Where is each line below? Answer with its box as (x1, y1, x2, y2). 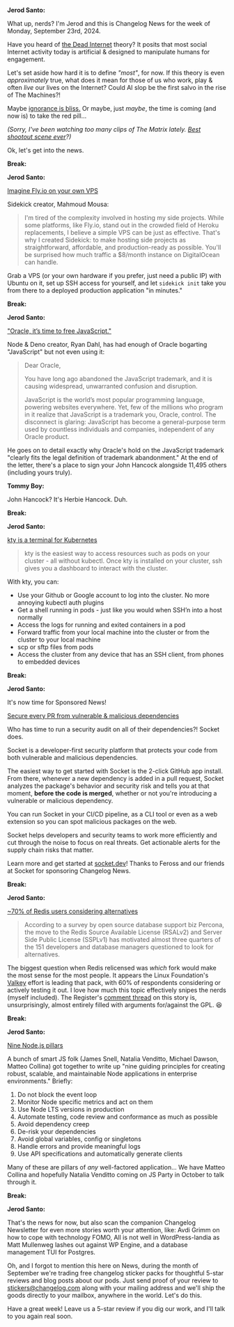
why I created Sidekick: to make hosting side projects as (24, 236, 187, 244)
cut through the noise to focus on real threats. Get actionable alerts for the (7, 839, 221, 846)
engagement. (7, 55, 45, 63)
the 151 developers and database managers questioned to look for (24, 943, 214, 951)
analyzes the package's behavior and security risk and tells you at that (7, 782, 210, 790)
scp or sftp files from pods (17, 643, 94, 651)
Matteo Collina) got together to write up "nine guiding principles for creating (7, 1062, 226, 1070)
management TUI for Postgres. (7, 1248, 96, 1256)
